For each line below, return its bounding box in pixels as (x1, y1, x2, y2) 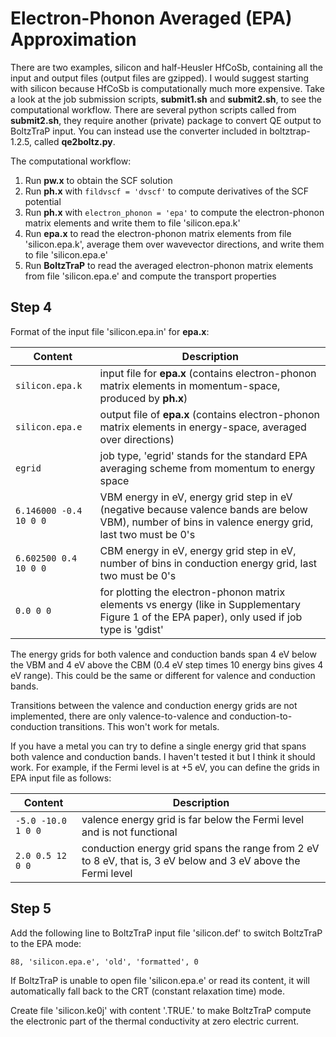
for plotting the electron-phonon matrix (99, 585, 286, 599)
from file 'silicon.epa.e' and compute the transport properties (24, 270, 277, 282)
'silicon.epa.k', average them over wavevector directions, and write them (24, 238, 325, 250)
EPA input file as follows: (10, 772, 112, 784)
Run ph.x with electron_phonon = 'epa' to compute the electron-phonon (24, 206, 325, 218)
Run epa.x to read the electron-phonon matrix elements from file (24, 227, 292, 239)
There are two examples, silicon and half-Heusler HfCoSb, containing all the (10, 61, 323, 73)
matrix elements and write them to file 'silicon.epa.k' (24, 217, 241, 229)
